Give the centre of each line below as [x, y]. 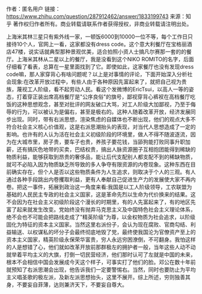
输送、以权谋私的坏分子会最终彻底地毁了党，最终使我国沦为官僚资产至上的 [103, 232]
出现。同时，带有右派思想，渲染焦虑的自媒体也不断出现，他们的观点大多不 [103, 119]
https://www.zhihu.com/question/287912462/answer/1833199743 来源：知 [99, 16]
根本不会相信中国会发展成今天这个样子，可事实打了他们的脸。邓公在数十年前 [101, 262]
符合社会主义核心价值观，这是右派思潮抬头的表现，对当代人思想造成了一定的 [101, 127]
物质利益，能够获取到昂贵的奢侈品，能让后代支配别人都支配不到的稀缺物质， [101, 157]
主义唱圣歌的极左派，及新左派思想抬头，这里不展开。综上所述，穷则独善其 [98, 277]
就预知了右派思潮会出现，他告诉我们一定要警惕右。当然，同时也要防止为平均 [101, 270]
